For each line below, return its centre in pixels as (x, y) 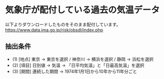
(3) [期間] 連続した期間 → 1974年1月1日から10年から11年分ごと (75, 71)
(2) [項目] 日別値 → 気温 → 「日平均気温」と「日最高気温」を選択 (78, 65)
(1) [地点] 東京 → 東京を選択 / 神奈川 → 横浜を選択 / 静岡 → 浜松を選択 (83, 59)
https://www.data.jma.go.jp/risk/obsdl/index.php (54, 30)
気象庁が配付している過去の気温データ (82, 10)
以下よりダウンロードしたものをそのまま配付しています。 (63, 24)
